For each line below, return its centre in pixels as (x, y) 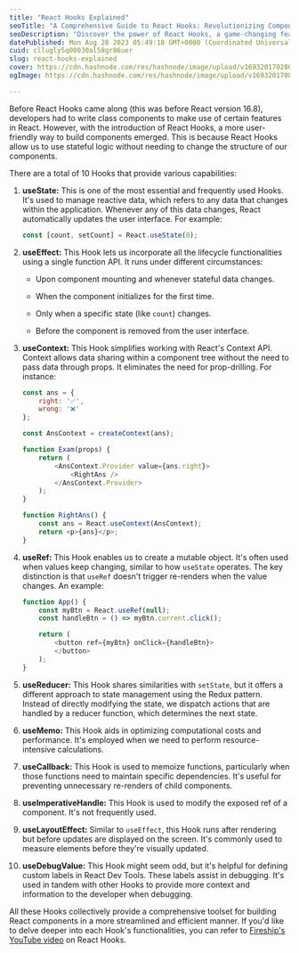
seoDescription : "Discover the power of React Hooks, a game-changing (143, 34)
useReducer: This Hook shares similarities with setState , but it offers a (152, 684)
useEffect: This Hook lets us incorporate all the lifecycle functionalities (152, 252)
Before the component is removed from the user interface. (142, 330)
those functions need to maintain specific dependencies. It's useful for (152, 776)
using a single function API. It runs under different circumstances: (142, 261)
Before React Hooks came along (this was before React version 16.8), (136, 109)
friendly (24, 137)
